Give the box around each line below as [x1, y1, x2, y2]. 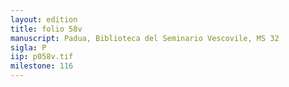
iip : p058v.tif [10, 52, 74, 62]
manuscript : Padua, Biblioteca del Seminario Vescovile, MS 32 [10, 33, 280, 43]
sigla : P [10, 42, 47, 53]
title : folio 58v [10, 24, 83, 34]
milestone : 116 [10, 61, 74, 71]
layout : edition [10, 14, 78, 25]
